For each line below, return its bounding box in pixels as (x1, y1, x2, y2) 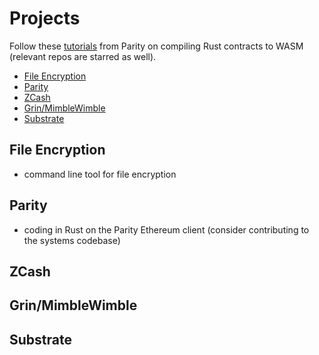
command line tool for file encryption (23, 168, 177, 180)
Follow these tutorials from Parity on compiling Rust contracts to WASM (9, 40, 304, 52)
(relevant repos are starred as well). (9, 50, 157, 62)
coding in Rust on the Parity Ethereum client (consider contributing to (23, 223, 310, 236)
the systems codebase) (23, 234, 121, 246)
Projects (9, 7, 81, 30)
